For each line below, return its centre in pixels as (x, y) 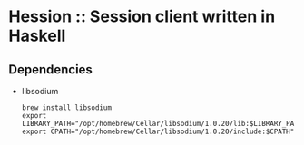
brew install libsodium (67, 108)
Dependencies (50, 69)
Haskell (37, 36)
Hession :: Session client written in (142, 17)
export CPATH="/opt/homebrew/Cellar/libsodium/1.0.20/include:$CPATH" (158, 131)
